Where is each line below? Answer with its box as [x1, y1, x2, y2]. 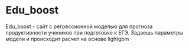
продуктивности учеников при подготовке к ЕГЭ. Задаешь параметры [5, 29, 184, 36]
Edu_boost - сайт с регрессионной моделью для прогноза [5, 23, 153, 30]
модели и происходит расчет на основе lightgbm [5, 35, 129, 42]
